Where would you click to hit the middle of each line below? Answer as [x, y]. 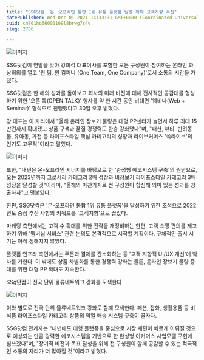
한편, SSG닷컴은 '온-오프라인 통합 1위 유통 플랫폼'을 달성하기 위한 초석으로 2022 [101, 205]
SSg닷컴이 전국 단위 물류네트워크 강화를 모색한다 [64, 282]
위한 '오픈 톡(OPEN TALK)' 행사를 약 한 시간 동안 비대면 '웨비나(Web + [101, 101]
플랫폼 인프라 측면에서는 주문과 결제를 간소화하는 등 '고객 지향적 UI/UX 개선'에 [99, 254]
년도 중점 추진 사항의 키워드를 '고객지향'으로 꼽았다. [67, 213]
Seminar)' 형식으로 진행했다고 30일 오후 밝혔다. [63, 108]
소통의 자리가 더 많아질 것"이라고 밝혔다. [60, 351]
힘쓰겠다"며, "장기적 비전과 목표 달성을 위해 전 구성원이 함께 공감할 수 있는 [93, 344]
